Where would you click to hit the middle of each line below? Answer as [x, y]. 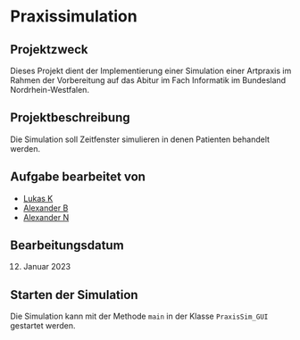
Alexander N [46, 217]
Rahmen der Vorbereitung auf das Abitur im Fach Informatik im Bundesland [148, 80]
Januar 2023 [46, 267]
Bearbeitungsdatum [67, 246]
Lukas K [38, 198]
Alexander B [46, 208]
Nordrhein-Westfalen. [50, 90]
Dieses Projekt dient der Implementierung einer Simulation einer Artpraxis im [151, 70]
